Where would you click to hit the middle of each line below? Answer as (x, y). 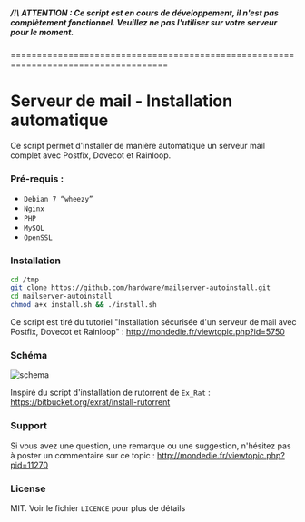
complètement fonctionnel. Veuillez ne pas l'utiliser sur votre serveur (144, 22)
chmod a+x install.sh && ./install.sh (84, 305)
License (28, 488)
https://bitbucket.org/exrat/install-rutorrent (90, 402)
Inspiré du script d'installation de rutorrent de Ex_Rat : (111, 393)
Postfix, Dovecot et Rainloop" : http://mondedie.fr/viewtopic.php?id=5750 (148, 332)
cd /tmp (25, 280)
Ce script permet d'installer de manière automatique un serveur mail (138, 145)
